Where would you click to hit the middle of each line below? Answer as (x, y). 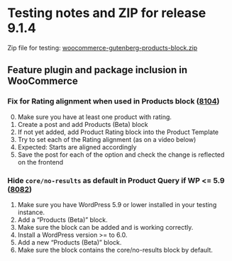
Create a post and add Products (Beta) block (83, 124)
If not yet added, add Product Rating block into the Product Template (118, 132)
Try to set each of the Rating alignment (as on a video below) (107, 139)
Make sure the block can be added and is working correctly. (105, 227)
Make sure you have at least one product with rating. (95, 117)
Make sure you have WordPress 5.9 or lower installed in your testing (117, 204)
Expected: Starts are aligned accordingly (77, 147)
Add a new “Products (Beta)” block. (70, 242)
